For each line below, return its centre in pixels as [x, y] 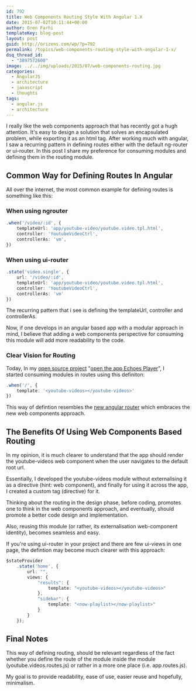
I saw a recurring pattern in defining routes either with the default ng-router [97, 145]
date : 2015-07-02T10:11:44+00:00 [47, 22]
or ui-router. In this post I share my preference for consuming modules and [96, 151]
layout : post [22, 39]
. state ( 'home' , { [38, 566]
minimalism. [20, 683]
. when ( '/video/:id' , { [34, 223]
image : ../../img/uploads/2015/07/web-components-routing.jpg [83, 66]
